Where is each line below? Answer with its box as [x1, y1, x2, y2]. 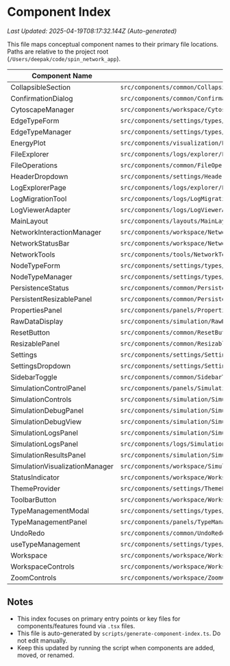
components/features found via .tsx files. [16, 621, 136, 630]
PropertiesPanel [10, 305, 62, 315]
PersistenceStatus [10, 283, 70, 292]
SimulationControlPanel [10, 383, 86, 393]
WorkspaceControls [10, 562, 75, 571]
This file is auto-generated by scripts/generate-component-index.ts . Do [16, 629, 221, 637]
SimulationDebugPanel [10, 405, 84, 415]
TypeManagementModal [10, 506, 90, 515]
